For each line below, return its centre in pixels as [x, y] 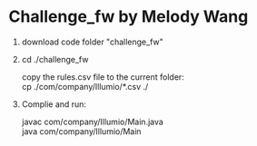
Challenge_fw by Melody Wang [128, 17]
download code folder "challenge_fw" [93, 42]
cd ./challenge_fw [55, 59]
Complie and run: [54, 104]
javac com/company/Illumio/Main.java [93, 122]
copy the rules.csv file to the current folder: [103, 77]
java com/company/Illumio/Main [81, 131]
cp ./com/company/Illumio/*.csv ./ [85, 86]
